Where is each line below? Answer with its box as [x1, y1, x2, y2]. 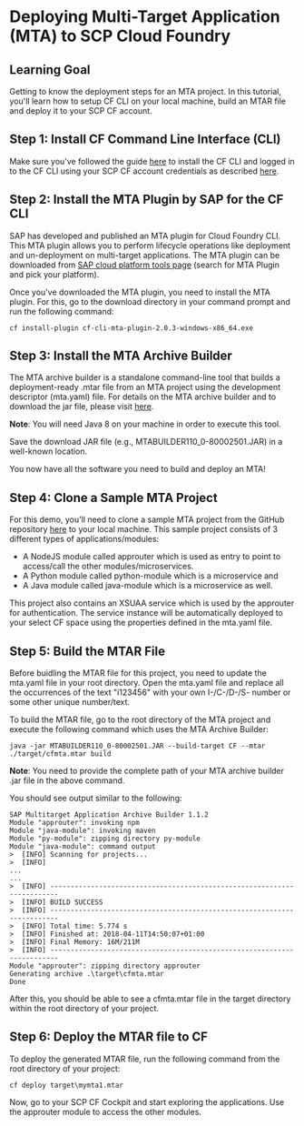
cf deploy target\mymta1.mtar [9, 1081, 124, 1090]
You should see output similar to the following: [9, 793, 183, 804]
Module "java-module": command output [9, 842, 156, 851]
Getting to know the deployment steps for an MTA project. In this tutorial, [9, 86, 281, 96]
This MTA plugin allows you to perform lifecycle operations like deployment [9, 239, 291, 251]
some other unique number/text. [9, 697, 130, 708]
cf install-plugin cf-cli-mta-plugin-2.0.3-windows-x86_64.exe [9, 323, 254, 333]
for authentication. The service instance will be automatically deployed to [9, 608, 284, 618]
